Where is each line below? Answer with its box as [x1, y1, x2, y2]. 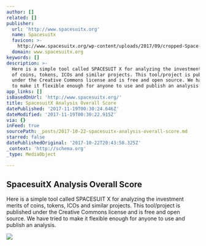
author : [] [6, 9, 34, 15]
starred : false [6, 134, 45, 141]
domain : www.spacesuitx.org [12, 49, 84, 55]
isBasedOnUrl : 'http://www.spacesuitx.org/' [6, 94, 122, 100]
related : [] [6, 15, 37, 21]
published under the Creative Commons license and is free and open [6, 209, 180, 216]
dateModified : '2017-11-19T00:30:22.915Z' [6, 111, 116, 117]
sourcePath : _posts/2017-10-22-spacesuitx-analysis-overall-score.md [6, 129, 188, 135]
